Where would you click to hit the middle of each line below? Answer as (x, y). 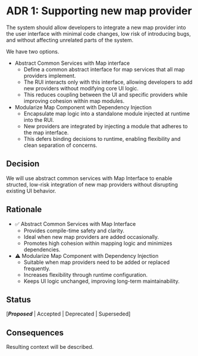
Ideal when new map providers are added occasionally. (91, 237)
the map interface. (46, 133)
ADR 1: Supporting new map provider (99, 11)
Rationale (24, 209)
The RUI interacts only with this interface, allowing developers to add (108, 82)
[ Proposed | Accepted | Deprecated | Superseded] (68, 314)
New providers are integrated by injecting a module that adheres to (106, 126)
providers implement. (50, 75)
